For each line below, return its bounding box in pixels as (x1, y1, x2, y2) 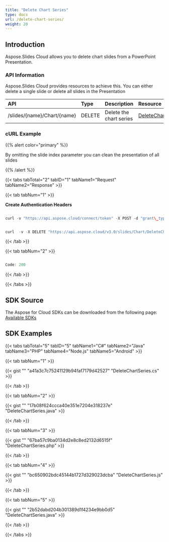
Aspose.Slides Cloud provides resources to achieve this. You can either (5, 83, 153, 89)
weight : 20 (5, 21, 28, 27)
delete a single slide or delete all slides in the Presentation (5, 88, 126, 94)
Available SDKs (5, 315, 37, 321)
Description (105, 101, 134, 108)
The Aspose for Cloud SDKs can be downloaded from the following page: (5, 309, 157, 316)
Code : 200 (5, 262, 26, 268)
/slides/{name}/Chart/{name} (8, 112, 76, 119)
